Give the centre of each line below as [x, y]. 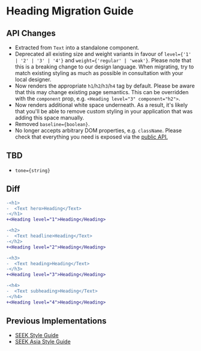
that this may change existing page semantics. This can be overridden [102, 92]
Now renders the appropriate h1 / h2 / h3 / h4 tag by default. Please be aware [105, 86]
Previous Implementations [56, 321]
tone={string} [32, 170]
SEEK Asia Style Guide [43, 342]
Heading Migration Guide [70, 11]
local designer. [33, 79]
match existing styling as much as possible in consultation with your [99, 73]
